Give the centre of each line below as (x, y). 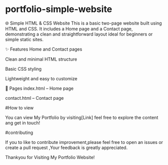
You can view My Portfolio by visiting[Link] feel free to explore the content (82, 117)
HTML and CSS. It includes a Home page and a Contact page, (69, 29)
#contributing (19, 132)
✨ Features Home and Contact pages (44, 49)
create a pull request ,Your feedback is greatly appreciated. (66, 147)
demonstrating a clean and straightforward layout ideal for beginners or (79, 34)
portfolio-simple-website (59, 9)
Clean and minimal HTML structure (41, 59)
